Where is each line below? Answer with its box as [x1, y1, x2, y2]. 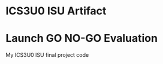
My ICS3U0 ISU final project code [5, 51, 89, 59]
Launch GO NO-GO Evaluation [5, 32, 158, 45]
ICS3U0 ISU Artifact [5, 4, 107, 18]
